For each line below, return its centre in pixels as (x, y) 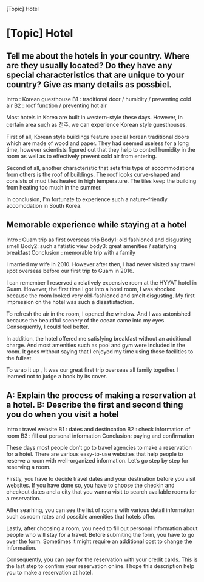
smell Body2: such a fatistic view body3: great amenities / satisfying (92, 246)
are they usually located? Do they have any (89, 66)
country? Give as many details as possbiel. (89, 84)
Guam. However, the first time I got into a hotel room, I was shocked (91, 289)
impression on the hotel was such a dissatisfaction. (70, 302)
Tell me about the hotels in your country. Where (98, 56)
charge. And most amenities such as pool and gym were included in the (96, 345)
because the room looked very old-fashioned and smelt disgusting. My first (101, 296)
